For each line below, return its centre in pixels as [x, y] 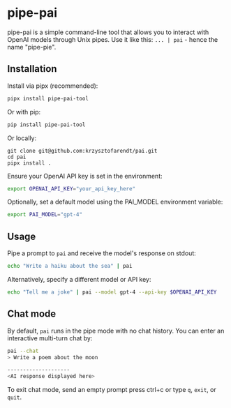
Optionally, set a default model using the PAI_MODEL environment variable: [115, 202]
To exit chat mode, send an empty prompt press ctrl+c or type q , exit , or [112, 390]
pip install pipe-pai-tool [46, 124]
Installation [32, 69]
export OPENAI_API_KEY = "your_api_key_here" [72, 189]
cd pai [17, 157]
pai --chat [23, 351]
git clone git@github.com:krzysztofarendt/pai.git [82, 151]
